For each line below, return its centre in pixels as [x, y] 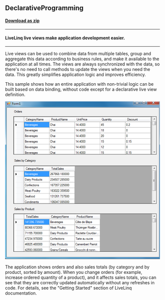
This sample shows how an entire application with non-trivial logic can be [79, 84]
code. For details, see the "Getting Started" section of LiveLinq [69, 288]
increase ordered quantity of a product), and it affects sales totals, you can [81, 277]
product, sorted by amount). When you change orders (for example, [74, 272]
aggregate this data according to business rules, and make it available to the [82, 59]
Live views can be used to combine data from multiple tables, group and [78, 53]
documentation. [21, 293]
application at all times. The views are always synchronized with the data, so [82, 64]
